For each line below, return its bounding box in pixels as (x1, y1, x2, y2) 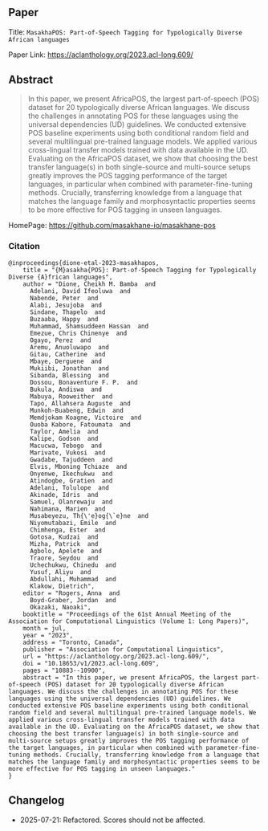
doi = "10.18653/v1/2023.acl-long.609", (22, 659, 160, 667)
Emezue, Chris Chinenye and (29, 329, 128, 337)
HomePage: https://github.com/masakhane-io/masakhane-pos (8, 221, 217, 230)
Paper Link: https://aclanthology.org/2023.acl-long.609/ (8, 50, 194, 59)
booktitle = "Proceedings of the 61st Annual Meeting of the (22, 610, 231, 618)
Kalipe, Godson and (29, 434, 99, 442)
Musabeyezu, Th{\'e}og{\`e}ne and (29, 511, 149, 519)
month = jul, (22, 624, 67, 632)
